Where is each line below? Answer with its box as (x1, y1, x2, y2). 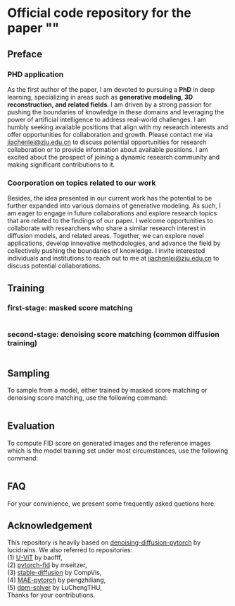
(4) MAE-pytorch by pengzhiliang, (7, 576, 106, 584)
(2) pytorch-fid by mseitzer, (7, 561, 87, 569)
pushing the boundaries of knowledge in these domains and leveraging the (7, 107, 224, 116)
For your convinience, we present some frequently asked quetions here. (7, 499, 216, 508)
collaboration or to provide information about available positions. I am (7, 145, 208, 153)
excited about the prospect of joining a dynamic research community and (7, 153, 220, 161)
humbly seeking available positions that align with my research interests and (7, 122, 229, 131)
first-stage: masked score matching (7, 303, 133, 313)
